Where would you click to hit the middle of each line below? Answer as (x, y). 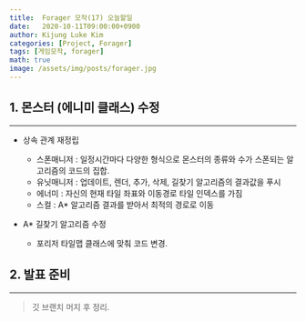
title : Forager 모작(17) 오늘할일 (71, 18)
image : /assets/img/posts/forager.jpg (83, 69)
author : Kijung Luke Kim (56, 35)
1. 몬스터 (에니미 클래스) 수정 (85, 108)
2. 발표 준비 (40, 275)
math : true (30, 60)
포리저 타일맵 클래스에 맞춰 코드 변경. (102, 243)
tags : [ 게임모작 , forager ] (57, 52)
